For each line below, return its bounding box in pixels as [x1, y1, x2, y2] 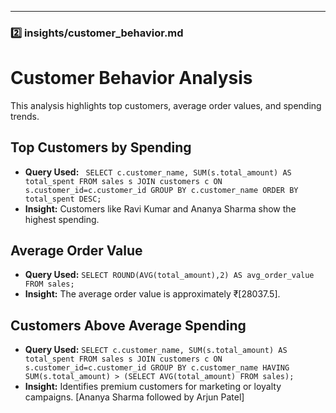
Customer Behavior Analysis [10, 67, 253, 90]
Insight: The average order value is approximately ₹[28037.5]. [24, 288, 281, 300]
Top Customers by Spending [10, 139, 192, 156]
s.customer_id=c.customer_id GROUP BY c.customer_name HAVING [24, 363, 290, 373]
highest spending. [24, 213, 100, 225]
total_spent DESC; [24, 194, 102, 204]
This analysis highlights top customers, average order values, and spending [10, 99, 322, 111]
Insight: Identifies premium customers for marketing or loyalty [24, 381, 282, 393]
